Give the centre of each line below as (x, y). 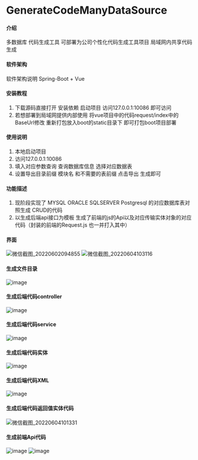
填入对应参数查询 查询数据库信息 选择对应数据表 (73, 166)
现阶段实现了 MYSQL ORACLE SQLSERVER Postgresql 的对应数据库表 (100, 203)
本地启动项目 (30, 151)
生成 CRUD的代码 (41, 210)
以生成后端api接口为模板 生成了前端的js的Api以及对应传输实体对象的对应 (103, 218)
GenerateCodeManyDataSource (87, 10)
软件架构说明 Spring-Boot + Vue (45, 78)
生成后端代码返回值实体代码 (40, 408)
